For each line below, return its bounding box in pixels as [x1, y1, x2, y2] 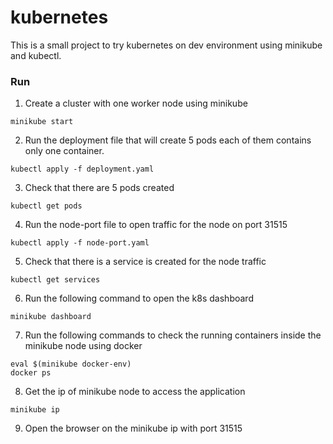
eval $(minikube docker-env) [10, 359, 132, 370]
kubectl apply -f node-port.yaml [10, 238, 150, 248]
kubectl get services [10, 275, 101, 285]
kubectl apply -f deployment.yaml [10, 164, 155, 175]
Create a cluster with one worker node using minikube [24, 97, 248, 110]
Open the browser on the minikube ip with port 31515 [24, 422, 243, 435]
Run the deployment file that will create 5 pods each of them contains [24, 134, 312, 146]
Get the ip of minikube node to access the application [24, 386, 246, 398]
